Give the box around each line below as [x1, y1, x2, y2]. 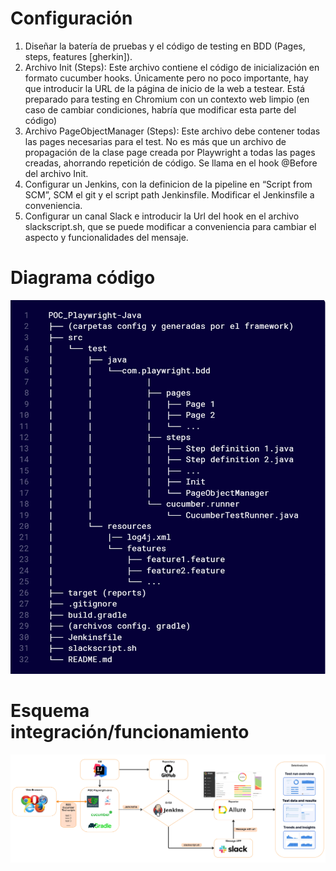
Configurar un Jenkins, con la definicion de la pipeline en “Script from [24, 178, 313, 190]
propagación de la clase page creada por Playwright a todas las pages [24, 146, 316, 158]
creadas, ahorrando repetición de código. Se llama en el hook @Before [24, 157, 318, 169]
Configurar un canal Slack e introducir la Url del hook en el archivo [24, 210, 300, 222]
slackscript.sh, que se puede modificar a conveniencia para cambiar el [24, 220, 317, 232]
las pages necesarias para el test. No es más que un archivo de [24, 135, 287, 147]
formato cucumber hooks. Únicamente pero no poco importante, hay [24, 72, 309, 84]
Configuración [10, 7, 133, 30]
